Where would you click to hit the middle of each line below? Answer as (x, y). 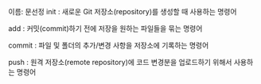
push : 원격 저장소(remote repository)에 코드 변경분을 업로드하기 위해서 (120, 62)
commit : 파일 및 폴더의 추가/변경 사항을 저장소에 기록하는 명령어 (109, 45)
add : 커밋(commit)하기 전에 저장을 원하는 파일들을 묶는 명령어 (105, 29)
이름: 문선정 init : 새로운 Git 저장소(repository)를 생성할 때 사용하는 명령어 (123, 11)
